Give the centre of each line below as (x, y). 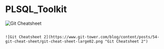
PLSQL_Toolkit (36, 9)
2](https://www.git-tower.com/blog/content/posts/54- (101, 37)
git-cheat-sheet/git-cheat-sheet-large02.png (54, 41)
